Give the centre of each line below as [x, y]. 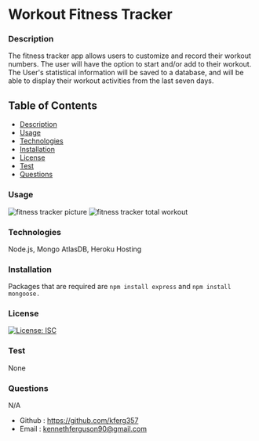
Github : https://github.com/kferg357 [79, 421]
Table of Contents [53, 105]
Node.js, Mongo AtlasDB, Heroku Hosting [75, 249]
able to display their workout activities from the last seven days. [111, 81]
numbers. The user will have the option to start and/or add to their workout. [130, 64]
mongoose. [24, 294]
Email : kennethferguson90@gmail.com [83, 429]
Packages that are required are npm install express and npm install [120, 287]
